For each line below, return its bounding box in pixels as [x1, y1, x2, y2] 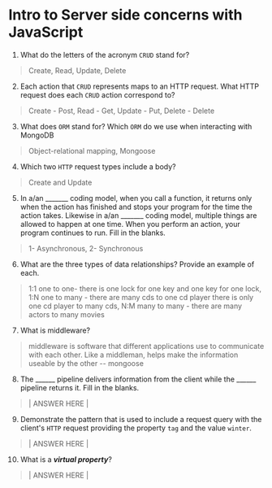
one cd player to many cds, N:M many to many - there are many [28, 301, 242, 311]
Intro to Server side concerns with [8, 6, 243, 24]
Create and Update [28, 177, 93, 187]
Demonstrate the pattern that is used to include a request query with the [19, 414, 262, 424]
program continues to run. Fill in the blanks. [19, 228, 166, 237]
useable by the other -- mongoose [28, 358, 145, 368]
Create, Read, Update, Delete [28, 65, 127, 75]
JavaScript [8, 23, 84, 41]
